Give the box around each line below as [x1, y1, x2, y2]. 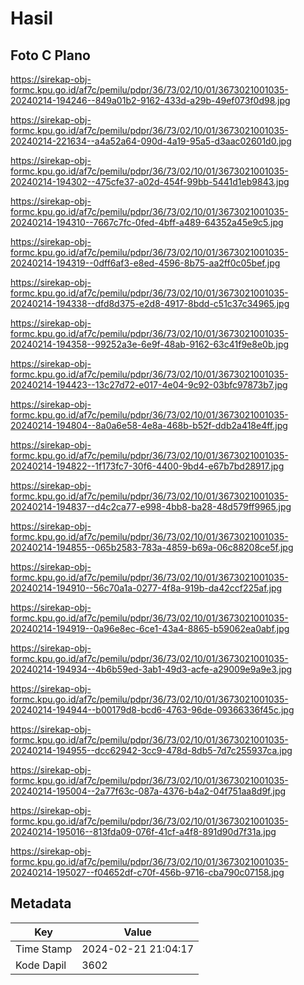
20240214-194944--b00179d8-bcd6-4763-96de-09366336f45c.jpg [10, 704, 295, 716]
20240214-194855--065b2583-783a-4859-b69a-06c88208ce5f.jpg [10, 542, 294, 553]
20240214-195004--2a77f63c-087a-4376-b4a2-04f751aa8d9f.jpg [10, 785, 287, 797]
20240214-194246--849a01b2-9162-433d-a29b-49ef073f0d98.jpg [10, 95, 291, 106]
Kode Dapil [15, 958, 67, 972]
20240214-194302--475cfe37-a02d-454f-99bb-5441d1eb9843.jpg [10, 176, 290, 187]
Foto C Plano [10, 47, 91, 64]
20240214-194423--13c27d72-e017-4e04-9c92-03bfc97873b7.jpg [10, 379, 288, 391]
